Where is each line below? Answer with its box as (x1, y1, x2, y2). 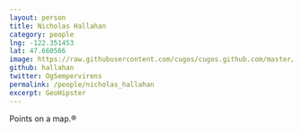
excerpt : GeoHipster (9, 88, 87, 97)
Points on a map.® (9, 113, 77, 124)
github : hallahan (9, 64, 75, 73)
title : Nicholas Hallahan (9, 22, 106, 31)
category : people (9, 30, 75, 39)
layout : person (9, 13, 67, 22)
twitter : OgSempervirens (9, 72, 102, 81)
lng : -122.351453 (9, 38, 75, 48)
